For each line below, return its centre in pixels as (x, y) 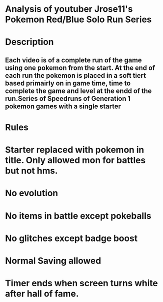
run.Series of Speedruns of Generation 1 (68, 99)
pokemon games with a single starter (63, 106)
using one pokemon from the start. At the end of (80, 68)
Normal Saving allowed (53, 260)
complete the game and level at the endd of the (79, 91)
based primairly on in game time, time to (68, 83)
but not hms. (31, 171)
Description (29, 42)
